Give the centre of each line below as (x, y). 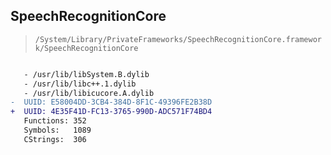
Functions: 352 (55, 121)
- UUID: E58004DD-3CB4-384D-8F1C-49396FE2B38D (111, 102)
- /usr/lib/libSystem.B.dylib (86, 74)
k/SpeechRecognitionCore (86, 48)
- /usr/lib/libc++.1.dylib (80, 84)
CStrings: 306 (55, 139)
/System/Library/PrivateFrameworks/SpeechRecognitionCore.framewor (178, 39)
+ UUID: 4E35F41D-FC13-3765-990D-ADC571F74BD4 (111, 112)
